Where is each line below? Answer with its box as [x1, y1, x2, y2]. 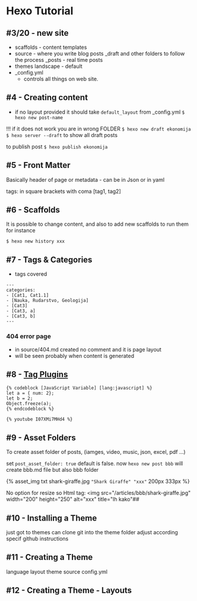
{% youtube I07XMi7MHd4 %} [6, 416, 73, 422]
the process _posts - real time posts [14, 57, 103, 63]
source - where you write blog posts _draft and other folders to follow [14, 50, 185, 57]
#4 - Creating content [6, 92, 88, 102]
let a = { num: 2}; [6, 390, 55, 397]
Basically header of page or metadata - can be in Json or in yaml [6, 176, 165, 183]
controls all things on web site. [23, 76, 99, 82]
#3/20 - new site [6, 28, 69, 38]
